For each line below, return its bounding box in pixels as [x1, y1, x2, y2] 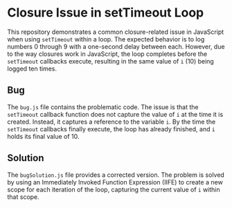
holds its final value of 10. [7, 132, 80, 140]
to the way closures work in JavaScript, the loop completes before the [7, 50, 208, 58]
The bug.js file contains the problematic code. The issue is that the [7, 102, 199, 111]
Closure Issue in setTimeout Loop [7, 5, 204, 21]
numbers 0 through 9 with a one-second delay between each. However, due [7, 42, 225, 50]
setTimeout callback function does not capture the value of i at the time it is [7, 110, 224, 118]
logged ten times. [7, 64, 57, 73]
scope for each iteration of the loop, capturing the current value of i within [7, 185, 220, 193]
